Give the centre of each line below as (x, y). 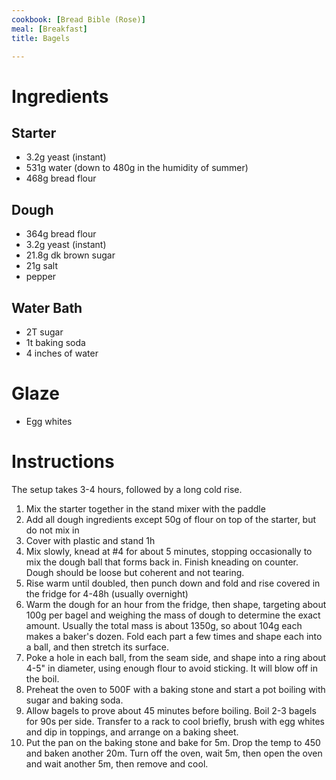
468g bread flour (61, 178)
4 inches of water (62, 353)
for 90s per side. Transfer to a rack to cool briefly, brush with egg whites (175, 721)
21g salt (41, 266)
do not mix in (52, 530)
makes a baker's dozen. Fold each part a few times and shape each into (174, 636)
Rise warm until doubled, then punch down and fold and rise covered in (173, 583)
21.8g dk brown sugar (70, 255)
